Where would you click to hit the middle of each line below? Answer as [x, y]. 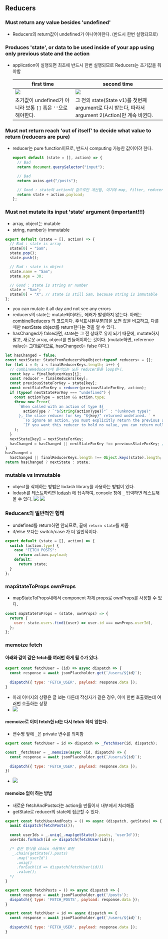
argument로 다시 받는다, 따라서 [110, 108]
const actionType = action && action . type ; [60, 397]
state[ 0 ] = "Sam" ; [29, 249]
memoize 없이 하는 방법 [29, 793]
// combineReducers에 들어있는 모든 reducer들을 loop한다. [67, 369]
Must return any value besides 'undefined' [58, 23]
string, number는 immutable [41, 230]
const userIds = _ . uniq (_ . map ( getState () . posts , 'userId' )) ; [75, 835]
